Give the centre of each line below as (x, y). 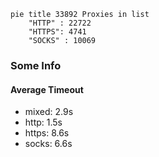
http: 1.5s (43, 122)
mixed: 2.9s (49, 112)
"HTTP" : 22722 (60, 23)
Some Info (36, 65)
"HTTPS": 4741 (57, 32)
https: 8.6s (47, 133)
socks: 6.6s (48, 144)
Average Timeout (47, 89)
